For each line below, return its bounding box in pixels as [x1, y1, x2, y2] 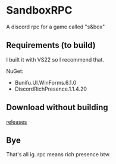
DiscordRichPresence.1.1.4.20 [14, 85, 87, 92]
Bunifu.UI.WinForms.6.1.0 [14, 79, 77, 86]
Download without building [6, 102, 108, 112]
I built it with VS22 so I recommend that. [6, 56, 105, 63]
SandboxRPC [6, 4, 73, 17]
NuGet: [6, 67, 24, 75]
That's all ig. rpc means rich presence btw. [6, 151, 111, 158]
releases [6, 118, 27, 125]
